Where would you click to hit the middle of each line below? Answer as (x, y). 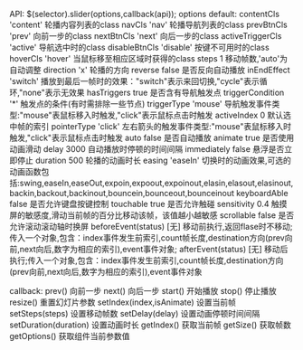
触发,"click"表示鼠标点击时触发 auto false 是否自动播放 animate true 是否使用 (152, 137)
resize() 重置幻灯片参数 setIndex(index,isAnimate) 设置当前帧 (123, 302)
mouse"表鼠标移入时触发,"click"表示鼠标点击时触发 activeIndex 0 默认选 (157, 115)
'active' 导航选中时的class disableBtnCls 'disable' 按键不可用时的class (139, 47)
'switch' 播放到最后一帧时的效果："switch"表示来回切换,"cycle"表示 (134, 81)
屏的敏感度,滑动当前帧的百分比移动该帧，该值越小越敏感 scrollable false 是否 (152, 215)
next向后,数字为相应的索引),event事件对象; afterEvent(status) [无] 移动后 (154, 249)
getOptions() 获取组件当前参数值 (70, 336)
